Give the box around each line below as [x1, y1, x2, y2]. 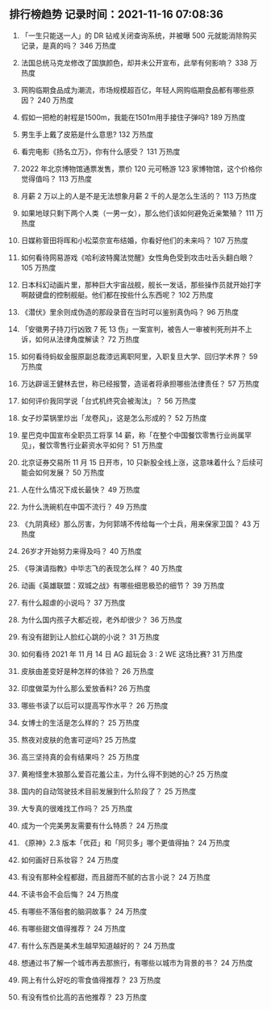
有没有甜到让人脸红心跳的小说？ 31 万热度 [20, 632, 161, 642]
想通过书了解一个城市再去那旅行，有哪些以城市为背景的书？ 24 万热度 [20, 957, 253, 967]
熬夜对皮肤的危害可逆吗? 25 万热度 [20, 735, 136, 744]
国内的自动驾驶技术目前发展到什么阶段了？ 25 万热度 [20, 786, 197, 796]
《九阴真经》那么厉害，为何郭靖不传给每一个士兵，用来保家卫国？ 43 [20, 519, 252, 529]
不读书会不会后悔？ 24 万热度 [20, 889, 119, 898]
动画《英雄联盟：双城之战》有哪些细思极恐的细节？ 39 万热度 [20, 580, 225, 590]
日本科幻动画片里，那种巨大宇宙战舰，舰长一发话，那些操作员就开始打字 [20, 279, 261, 289]
